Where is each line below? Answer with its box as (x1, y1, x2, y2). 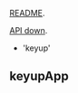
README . (9, 8, 45, 18)
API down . (9, 25, 48, 35)
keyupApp (9, 69, 70, 84)
